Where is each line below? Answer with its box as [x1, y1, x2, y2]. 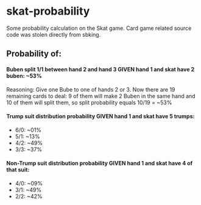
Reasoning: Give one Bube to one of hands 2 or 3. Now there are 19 [6, 85, 175, 93]
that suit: [6, 166, 30, 173]
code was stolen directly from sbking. [6, 31, 101, 38]
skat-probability [6, 4, 90, 18]
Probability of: [6, 49, 62, 59]
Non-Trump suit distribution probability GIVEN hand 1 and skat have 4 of [6, 160, 193, 167]
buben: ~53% [6, 72, 42, 79]
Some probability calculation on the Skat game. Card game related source [6, 24, 192, 32]
